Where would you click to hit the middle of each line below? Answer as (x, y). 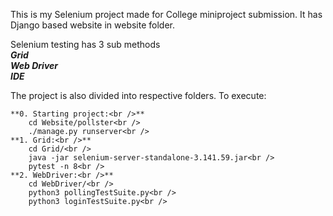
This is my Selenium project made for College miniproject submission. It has (166, 14)
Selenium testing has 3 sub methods (85, 44)
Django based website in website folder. (93, 25)
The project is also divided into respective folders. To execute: (138, 95)
